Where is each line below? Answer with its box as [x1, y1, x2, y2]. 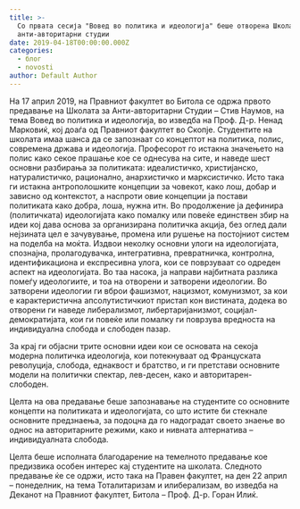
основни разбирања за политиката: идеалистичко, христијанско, [9, 162, 259, 172]
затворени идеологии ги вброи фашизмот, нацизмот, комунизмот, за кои [9, 285, 287, 296]
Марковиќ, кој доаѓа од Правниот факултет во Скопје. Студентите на [9, 124, 273, 135]
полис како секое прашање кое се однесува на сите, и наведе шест [9, 153, 271, 163]
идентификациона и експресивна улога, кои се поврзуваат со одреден [9, 256, 281, 268]
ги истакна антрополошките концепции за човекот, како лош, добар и [9, 180, 277, 192]
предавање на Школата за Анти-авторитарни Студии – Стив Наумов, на [9, 104, 285, 116]
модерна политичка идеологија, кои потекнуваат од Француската [9, 350, 262, 361]
